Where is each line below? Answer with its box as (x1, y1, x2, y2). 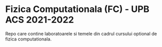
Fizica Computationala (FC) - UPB (5, 3, 150, 15)
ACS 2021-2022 (5, 14, 74, 25)
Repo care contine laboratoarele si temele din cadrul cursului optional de (5, 30, 157, 36)
